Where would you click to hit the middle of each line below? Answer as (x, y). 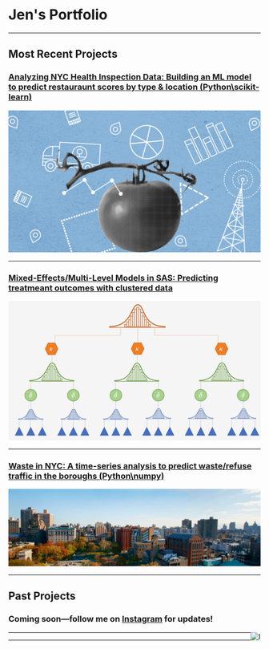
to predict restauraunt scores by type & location (103, 87)
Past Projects (42, 596)
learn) (20, 97)
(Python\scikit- (230, 87)
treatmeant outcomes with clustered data (91, 288)
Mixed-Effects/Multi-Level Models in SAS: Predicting (113, 278)
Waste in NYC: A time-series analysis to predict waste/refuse (130, 465)
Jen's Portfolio (58, 15)
